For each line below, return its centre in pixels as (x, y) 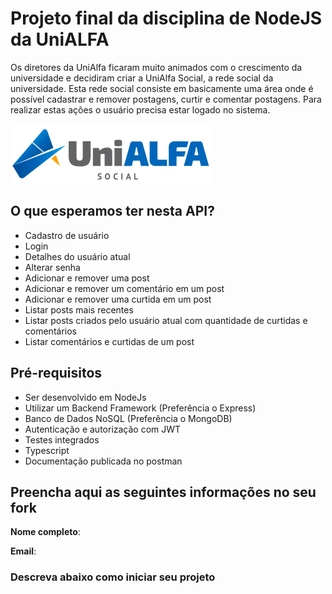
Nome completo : (45, 532)
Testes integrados (62, 439)
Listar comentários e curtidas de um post (109, 341)
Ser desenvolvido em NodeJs (85, 397)
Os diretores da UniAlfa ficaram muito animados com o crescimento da (156, 67)
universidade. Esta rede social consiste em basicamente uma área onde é (162, 88)
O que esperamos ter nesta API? (112, 211)
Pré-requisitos (56, 373)
